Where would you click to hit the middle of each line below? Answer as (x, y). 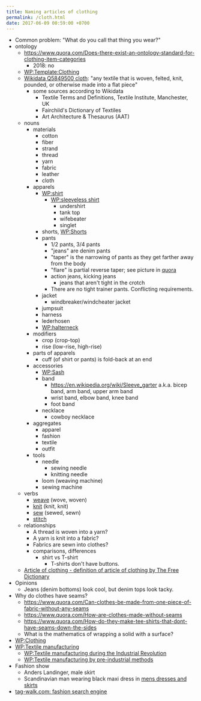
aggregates (47, 423)
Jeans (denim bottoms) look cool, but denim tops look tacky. (99, 589)
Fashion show (32, 666)
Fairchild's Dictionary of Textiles (81, 110)
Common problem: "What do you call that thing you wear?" (88, 40)
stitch (40, 519)
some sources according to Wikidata (78, 91)
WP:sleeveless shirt (75, 200)
